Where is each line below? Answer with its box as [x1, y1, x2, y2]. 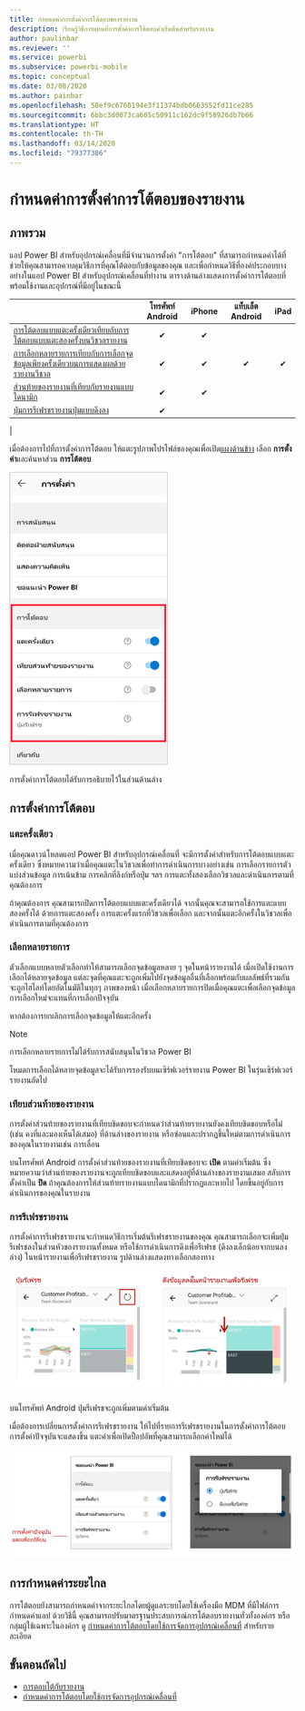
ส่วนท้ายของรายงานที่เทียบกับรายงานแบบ [13, 381, 134, 392]
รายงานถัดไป [9, 1074, 47, 1085]
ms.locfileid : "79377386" [9, 149, 107, 158]
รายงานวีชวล [13, 368, 52, 379]
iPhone [190, 306, 219, 317]
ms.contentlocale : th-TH [9, 130, 103, 139]
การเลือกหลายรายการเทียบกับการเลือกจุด [13, 348, 133, 359]
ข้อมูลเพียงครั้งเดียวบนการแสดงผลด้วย [13, 358, 126, 369]
